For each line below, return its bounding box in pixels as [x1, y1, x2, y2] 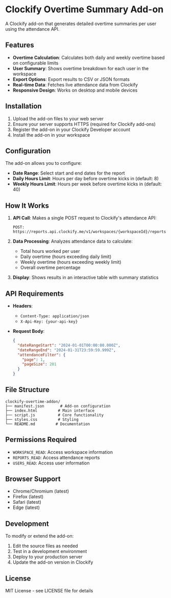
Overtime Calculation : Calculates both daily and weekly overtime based [12, 54, 165, 60]
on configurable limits [12, 60, 59, 66]
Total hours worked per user [20, 248, 80, 254]
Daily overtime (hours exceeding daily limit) [20, 253, 112, 260]
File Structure [5, 386, 50, 394]
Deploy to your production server [12, 554, 83, 560]
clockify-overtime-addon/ [5, 399, 60, 404]
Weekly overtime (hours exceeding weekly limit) [20, 259, 121, 265]
